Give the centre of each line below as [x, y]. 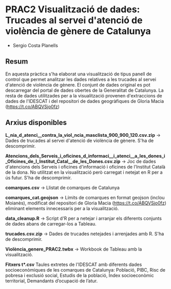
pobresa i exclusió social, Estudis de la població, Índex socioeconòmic [80, 275]
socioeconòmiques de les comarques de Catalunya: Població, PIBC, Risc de [85, 270]
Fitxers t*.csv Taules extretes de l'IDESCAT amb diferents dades [74, 264]
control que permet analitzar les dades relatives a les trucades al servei [81, 79]
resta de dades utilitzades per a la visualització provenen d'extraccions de [84, 95]
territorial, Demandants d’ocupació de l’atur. [52, 281]
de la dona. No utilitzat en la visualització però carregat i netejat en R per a [84, 172]
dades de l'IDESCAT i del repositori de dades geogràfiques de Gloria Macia [85, 101]
